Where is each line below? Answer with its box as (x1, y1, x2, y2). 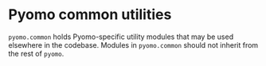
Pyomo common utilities (8, 6, 172, 24)
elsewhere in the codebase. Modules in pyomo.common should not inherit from (8, 40, 259, 49)
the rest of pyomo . (8, 49, 65, 58)
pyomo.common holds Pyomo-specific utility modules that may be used (8, 32, 233, 41)
